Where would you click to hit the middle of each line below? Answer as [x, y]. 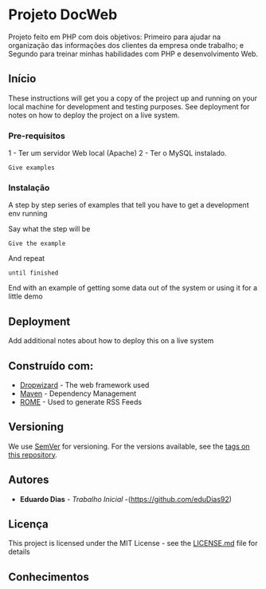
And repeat [27, 259]
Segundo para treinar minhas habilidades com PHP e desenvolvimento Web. [133, 53]
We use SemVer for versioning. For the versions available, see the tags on [129, 446]
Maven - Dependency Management [78, 393]
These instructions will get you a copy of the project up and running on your [133, 98]
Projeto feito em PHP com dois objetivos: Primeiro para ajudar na [115, 37]
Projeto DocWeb [63, 15]
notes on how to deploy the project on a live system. [94, 115]
